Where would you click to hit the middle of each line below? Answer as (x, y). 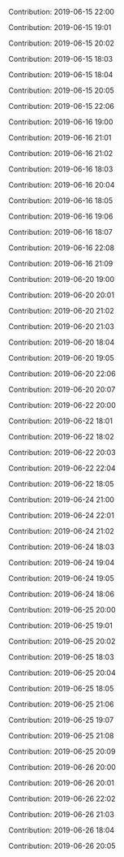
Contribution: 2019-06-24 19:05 (62, 578)
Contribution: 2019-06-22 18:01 (61, 421)
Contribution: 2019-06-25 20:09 (62, 751)
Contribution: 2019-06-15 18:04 (61, 75)
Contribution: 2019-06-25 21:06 (61, 704)
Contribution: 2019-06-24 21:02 (62, 531)
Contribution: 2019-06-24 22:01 (62, 515)
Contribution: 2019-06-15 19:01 (60, 27)
